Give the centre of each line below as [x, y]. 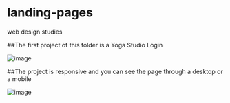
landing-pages [50, 13]
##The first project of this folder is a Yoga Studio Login [85, 45]
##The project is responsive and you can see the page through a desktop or [115, 71]
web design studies [35, 32]
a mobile [19, 79]
